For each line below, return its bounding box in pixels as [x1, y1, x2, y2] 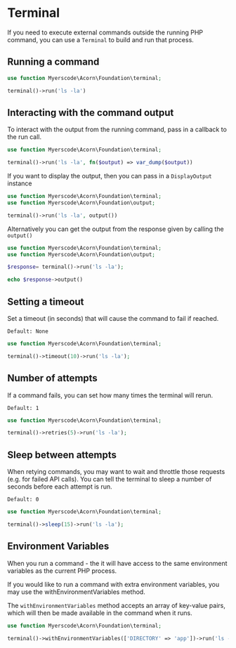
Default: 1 [7, 404, 39, 411]
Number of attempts [7, 372, 98, 384]
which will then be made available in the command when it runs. [7, 609, 193, 617]
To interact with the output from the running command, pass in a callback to [7, 125, 227, 134]
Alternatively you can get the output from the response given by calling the [7, 225, 224, 233]
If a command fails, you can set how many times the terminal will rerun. [7, 391, 214, 399]
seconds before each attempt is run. [7, 482, 112, 491]
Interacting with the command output [7, 107, 174, 119]
